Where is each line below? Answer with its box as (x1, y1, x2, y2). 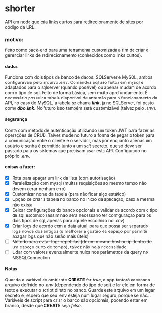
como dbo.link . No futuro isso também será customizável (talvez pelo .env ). (5, 105, 157, 111)
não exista (12, 202, 33, 208)
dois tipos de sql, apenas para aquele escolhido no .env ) (12, 218, 125, 224)
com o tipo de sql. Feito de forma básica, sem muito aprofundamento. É (5, 90, 147, 96)
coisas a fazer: (5, 164, 35, 170)
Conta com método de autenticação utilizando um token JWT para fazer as (5, 127, 155, 133)
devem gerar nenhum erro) (12, 185, 66, 192)
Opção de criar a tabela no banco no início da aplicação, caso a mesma (12, 197, 155, 202)
